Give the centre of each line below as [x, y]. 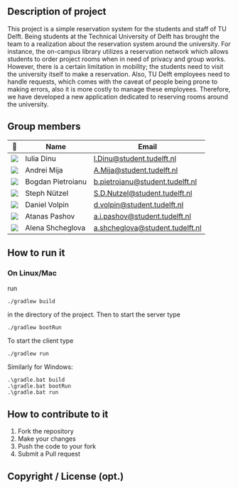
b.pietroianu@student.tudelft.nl [145, 182]
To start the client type [40, 341]
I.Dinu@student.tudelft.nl [135, 158]
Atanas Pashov [50, 216]
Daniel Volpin [47, 204]
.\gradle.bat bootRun [39, 386]
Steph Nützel [47, 193]
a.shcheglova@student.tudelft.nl [147, 228]
